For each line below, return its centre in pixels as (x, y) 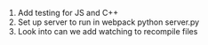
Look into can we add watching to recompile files (108, 31)
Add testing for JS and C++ (68, 13)
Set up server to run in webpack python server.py (108, 22)
